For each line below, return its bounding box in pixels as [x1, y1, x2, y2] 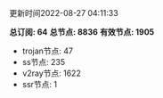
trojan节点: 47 [21, 45, 74, 56]
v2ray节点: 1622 [21, 68, 82, 78]
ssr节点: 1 [21, 79, 58, 89]
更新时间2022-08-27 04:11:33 [9, 8, 118, 18]
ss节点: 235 [21, 57, 66, 67]
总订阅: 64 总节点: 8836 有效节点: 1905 [9, 27, 155, 37]
